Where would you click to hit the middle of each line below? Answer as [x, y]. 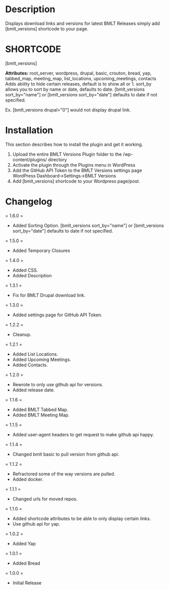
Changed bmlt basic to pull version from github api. [66, 454]
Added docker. [28, 479]
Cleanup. [22, 334]
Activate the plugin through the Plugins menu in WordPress [74, 165]
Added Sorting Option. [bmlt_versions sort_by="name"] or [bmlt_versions [88, 225]
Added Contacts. [30, 365]
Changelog [29, 202]
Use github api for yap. [36, 524]
